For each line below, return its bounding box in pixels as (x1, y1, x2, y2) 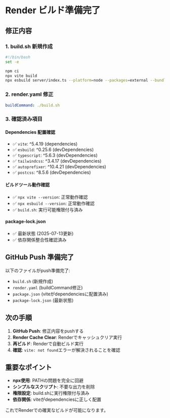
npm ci (5, 68, 19, 73)
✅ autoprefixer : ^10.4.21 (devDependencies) (12, 163, 106, 170)
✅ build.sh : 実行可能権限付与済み (12, 206, 83, 213)
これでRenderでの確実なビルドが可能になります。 (5, 407, 109, 413)
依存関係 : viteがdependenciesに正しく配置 (12, 396, 102, 403)
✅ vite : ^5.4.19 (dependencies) (12, 140, 78, 147)
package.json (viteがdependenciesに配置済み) (12, 291, 109, 297)
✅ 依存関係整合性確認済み (12, 237, 67, 243)
